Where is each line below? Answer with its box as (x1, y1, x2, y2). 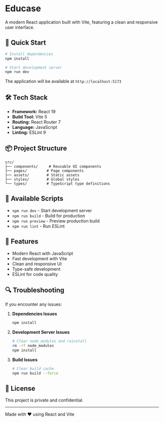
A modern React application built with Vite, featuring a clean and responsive (5, 19, 158, 25)
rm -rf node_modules (12, 344, 54, 348)
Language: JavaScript (12, 124, 58, 130)
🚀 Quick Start (5, 39, 46, 47)
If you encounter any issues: (5, 301, 62, 307)
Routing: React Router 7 (12, 119, 61, 125)
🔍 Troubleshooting (5, 286, 64, 294)
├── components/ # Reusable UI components (5, 164, 102, 169)
